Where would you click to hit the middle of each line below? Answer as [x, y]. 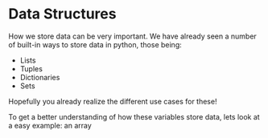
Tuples [31, 68]
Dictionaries [40, 77]
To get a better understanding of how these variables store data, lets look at [134, 116]
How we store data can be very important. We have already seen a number [133, 36]
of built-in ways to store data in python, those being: [95, 44]
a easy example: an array [50, 125]
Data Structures [62, 14]
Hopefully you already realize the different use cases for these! [113, 101]
